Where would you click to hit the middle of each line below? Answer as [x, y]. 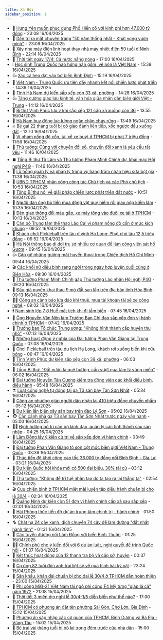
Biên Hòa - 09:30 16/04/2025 [42, 274]
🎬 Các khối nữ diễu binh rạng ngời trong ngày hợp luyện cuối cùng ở [81, 267]
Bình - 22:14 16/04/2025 [36, 54]
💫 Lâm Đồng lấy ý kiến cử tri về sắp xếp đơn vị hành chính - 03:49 [78, 437]
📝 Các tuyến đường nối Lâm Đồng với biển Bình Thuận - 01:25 [74, 534]
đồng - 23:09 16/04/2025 [38, 33]
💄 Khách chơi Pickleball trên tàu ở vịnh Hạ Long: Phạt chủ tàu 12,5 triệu [83, 233]
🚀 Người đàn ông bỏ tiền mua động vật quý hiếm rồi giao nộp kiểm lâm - [84, 202]
